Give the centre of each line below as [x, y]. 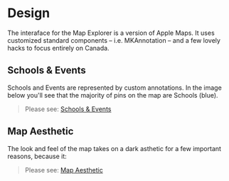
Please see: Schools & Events [68, 109]
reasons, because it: [37, 156]
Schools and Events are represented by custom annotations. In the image [114, 88]
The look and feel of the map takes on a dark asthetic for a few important [114, 148]
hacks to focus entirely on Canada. [58, 48]
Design [29, 13]
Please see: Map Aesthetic [64, 170]
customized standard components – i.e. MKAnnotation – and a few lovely [114, 40]
